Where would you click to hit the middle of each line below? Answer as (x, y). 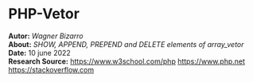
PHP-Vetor (44, 14)
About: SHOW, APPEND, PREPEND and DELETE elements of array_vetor (126, 44)
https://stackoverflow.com (51, 69)
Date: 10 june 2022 (40, 53)
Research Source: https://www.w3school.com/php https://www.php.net (127, 61)
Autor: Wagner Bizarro (46, 36)
